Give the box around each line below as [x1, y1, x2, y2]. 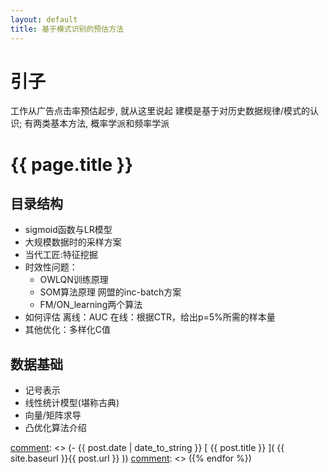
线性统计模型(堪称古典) [24, 397, 120, 409]
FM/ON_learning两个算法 [39, 299, 143, 311]
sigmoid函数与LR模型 [24, 224, 113, 236]
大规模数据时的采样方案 [24, 236, 122, 248]
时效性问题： [24, 261, 78, 273]
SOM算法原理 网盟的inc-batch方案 [39, 286, 182, 298]
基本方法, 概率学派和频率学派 [50, 117, 170, 130]
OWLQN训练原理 [39, 274, 109, 286]
